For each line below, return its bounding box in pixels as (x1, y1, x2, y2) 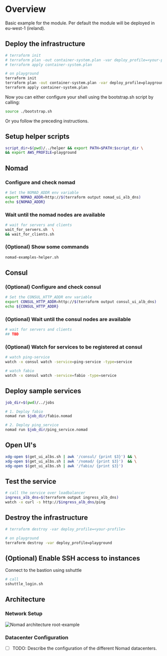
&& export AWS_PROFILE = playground (5, 150, 77, 155)
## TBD (5, 332, 19, 337)
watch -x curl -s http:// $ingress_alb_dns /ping (5, 500, 106, 505)
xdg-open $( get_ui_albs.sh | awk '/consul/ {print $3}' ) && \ (5, 454, 137, 459)
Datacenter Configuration (5, 634, 69, 641)
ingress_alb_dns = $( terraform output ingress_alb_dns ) (5, 495, 119, 500)
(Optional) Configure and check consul (5, 284, 101, 291)
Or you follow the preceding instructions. (5, 118, 89, 124)
